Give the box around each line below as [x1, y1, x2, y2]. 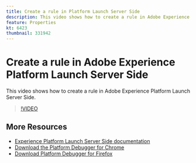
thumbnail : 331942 [6, 30, 51, 36]
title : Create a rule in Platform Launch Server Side [6, 8, 140, 15]
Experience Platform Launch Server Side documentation [14, 137, 150, 144]
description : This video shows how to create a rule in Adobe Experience [6, 14, 190, 20]
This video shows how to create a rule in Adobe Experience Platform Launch [6, 87, 191, 94]
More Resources [6, 122, 67, 132]
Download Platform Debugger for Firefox [14, 150, 113, 157]
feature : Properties [6, 19, 57, 25]
